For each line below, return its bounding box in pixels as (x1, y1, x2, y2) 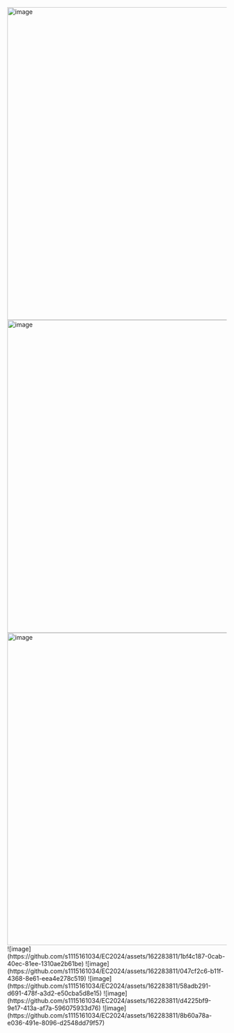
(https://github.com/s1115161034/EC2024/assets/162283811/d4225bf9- (7, 997, 212, 1004)
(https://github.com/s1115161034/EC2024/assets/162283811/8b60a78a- (7, 1011, 212, 1019)
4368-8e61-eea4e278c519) (7, 975, 87, 982)
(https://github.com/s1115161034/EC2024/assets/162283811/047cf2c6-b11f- (7, 967, 224, 975)
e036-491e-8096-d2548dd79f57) (7, 1019, 105, 1027)
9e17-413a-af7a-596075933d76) (7, 1004, 101, 1012)
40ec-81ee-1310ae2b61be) (7, 960, 84, 968)
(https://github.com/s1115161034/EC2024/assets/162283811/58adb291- (7, 981, 211, 990)
